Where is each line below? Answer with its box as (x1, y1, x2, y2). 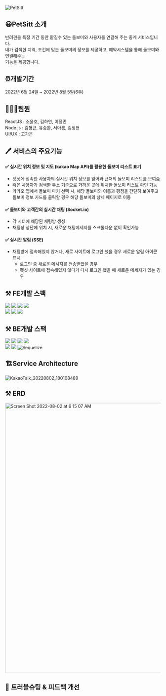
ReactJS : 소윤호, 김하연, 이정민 (5, 119, 67, 124)
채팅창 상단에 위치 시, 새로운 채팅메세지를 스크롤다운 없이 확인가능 (12, 225, 139, 231)
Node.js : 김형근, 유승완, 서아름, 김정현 (5, 125, 80, 131)
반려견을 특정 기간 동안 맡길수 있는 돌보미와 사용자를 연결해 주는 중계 (5, 34, 137, 40)
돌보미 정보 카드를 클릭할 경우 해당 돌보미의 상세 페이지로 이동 (12, 194, 131, 200)
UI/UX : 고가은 (5, 131, 33, 137)
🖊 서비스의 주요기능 (5, 147, 63, 155)
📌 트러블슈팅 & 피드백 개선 (5, 683, 80, 692)
